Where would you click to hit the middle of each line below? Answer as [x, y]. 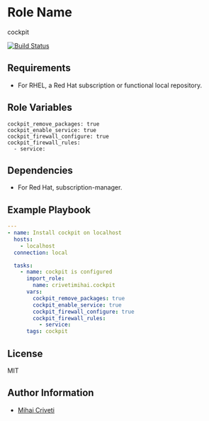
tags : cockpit [47, 332]
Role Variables [40, 108]
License [25, 353]
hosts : [23, 239]
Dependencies [40, 170]
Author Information [51, 393]
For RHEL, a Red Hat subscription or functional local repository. [110, 85]
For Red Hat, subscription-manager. [70, 187]
